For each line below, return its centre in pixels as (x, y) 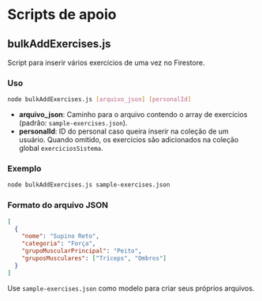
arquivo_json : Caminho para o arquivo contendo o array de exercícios (133, 115)
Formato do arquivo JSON (58, 205)
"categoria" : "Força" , (59, 244)
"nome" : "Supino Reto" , (61, 236)
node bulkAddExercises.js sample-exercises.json (89, 185)
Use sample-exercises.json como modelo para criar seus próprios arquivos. (131, 288)
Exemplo (24, 169)
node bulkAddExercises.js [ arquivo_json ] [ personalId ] (99, 100)
